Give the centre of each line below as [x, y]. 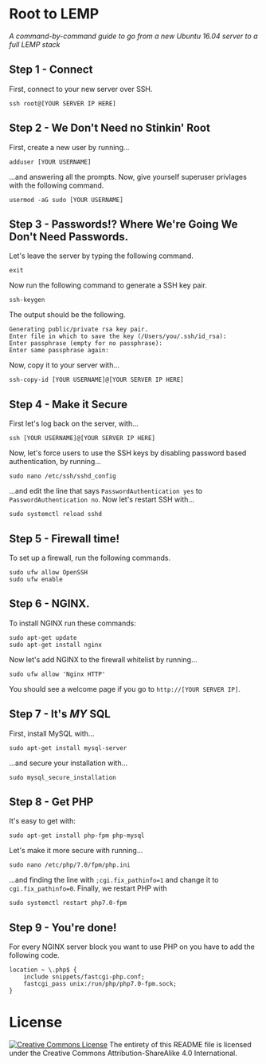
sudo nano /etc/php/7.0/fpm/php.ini [70, 865]
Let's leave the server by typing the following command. [102, 256]
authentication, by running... [55, 462]
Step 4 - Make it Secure [68, 404]
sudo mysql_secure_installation [63, 777]
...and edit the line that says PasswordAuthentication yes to [106, 491]
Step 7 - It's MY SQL [60, 715]
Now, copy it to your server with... [65, 365]
